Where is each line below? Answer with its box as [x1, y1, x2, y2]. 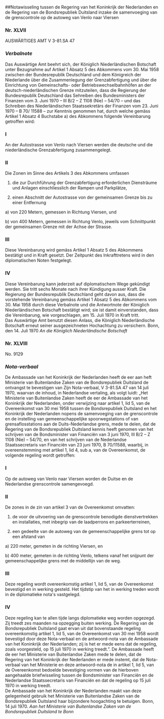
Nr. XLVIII [5, 340, 28, 347]
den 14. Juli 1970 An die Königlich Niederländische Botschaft [5, 327, 127, 333]
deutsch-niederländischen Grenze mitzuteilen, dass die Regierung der [5, 87, 147, 93]
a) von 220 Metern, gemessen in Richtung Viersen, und [5, 209, 117, 215]
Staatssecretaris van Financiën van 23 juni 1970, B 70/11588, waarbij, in [5, 442, 148, 448]
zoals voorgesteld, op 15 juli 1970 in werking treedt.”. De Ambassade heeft [5, 646, 154, 652]
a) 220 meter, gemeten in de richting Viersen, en [5, 543, 103, 549]
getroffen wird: [5, 118, 35, 124]
